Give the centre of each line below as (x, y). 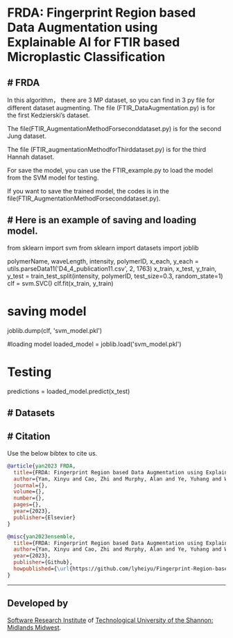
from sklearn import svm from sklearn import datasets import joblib (103, 248)
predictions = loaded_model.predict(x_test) (69, 391)
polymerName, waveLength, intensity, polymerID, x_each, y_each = (103, 261)
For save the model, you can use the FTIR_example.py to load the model (110, 170)
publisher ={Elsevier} (45, 517)
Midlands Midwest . (34, 627)
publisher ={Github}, (43, 562)
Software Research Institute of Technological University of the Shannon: (110, 620)
